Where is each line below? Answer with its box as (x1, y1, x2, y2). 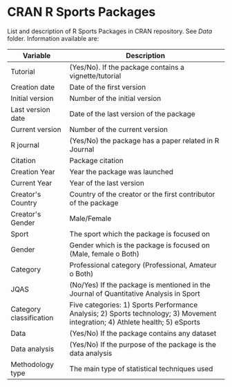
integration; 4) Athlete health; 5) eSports (69, 317, 200, 327)
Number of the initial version (69, 93, 162, 103)
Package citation (69, 155, 124, 165)
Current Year (10, 178, 52, 187)
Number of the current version (69, 124, 168, 134)
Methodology (10, 359, 54, 369)
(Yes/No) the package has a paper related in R (69, 135, 220, 145)
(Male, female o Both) (69, 249, 139, 258)
